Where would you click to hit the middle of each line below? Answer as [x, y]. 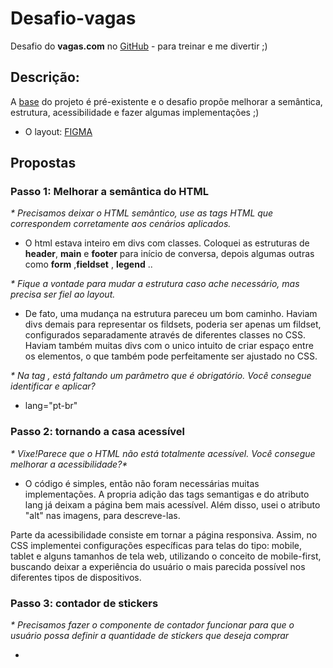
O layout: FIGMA [58, 131]
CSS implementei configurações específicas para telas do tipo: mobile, [156, 545]
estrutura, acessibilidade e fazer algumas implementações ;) [135, 112]
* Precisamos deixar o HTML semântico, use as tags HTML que [142, 213]
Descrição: [45, 77]
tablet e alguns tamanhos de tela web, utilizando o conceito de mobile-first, [166, 556]
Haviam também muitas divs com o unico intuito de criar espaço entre [169, 346]
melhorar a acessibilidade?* [69, 464]
